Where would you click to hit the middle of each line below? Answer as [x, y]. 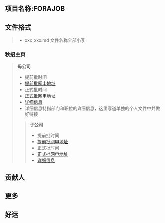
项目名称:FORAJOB [35, 9]
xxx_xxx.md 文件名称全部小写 [55, 40]
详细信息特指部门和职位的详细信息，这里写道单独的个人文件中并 [90, 108]
